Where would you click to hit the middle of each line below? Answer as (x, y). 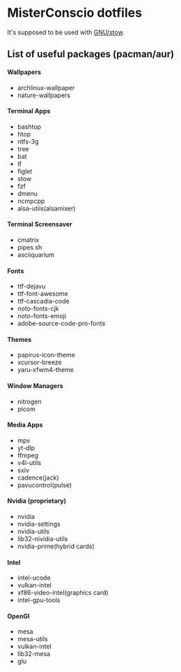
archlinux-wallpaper (46, 87)
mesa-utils (32, 639)
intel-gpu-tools (39, 600)
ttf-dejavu (31, 286)
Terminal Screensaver (40, 224)
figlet (25, 171)
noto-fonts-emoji (42, 316)
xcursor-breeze (40, 362)
